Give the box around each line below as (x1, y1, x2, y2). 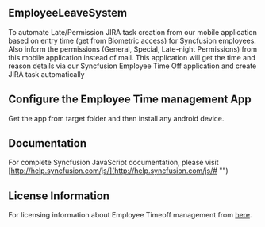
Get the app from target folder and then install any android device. (8, 113, 225, 123)
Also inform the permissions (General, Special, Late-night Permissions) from (8, 44, 258, 54)
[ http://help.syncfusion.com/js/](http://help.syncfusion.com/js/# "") (8, 166, 229, 175)
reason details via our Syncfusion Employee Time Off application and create (8, 61, 257, 71)
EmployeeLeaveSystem (8, 6, 128, 20)
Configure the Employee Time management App (8, 93, 252, 106)
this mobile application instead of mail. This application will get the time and (8, 52, 255, 62)
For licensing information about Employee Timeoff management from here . (8, 210, 252, 220)
